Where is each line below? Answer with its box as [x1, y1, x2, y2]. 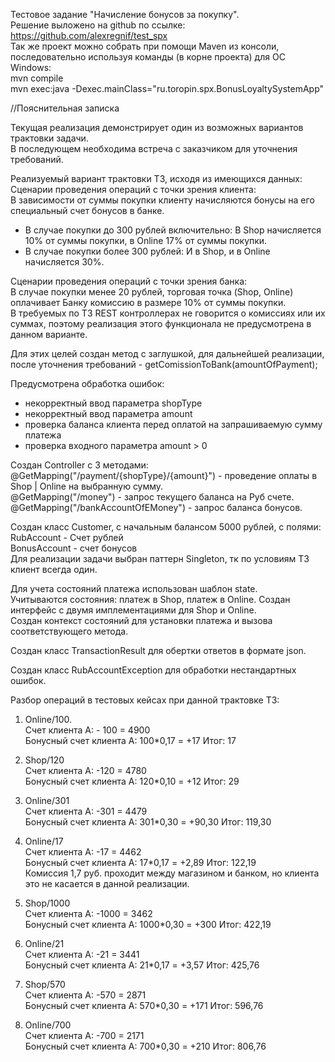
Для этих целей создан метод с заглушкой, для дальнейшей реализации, [10, 348, 325, 359]
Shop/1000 [24, 897, 71, 909]
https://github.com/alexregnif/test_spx [10, 30, 168, 41]
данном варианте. [10, 329, 88, 340]
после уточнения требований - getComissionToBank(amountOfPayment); [10, 359, 318, 370]
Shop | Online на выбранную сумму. [10, 480, 164, 492]
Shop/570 [24, 979, 66, 990]
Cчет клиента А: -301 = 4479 [24, 805, 148, 817]
